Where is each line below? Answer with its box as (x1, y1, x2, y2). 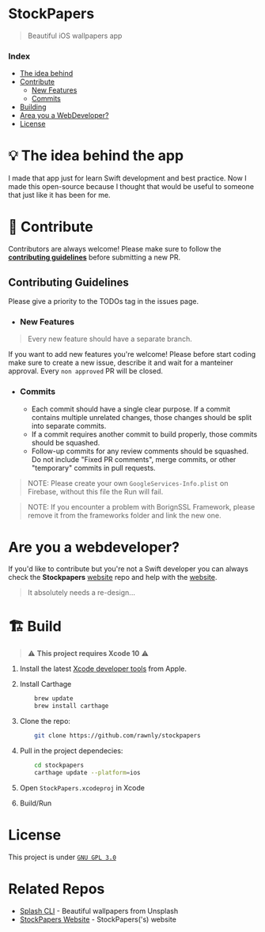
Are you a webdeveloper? (8, 538, 180, 556)
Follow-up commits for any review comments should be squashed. (31, 446, 249, 456)
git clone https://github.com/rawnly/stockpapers (34, 732, 201, 740)
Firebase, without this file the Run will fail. (27, 487, 164, 496)
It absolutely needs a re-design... (27, 588, 136, 597)
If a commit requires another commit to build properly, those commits (31, 429, 258, 439)
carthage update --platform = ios (34, 768, 141, 776)
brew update (34, 695, 74, 703)
